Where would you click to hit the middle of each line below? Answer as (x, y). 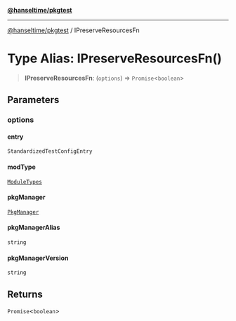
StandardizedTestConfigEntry (50, 151)
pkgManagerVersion (38, 258)
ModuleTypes (25, 182)
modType (22, 167)
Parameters (33, 100)
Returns (25, 294)
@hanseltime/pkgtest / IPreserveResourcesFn (73, 30)
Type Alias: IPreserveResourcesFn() (115, 59)
